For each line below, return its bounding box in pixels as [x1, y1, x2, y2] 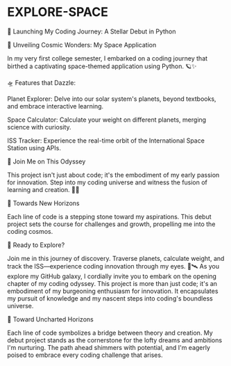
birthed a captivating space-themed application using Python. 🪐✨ [7, 62, 197, 70]
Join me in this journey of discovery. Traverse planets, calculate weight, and [7, 254, 225, 262]
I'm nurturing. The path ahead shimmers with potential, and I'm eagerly [7, 343, 210, 351]
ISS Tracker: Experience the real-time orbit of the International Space [7, 136, 205, 145]
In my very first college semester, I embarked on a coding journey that [7, 54, 208, 63]
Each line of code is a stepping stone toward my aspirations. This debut [7, 212, 212, 221]
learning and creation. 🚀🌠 [7, 185, 80, 193]
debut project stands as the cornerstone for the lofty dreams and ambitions [7, 335, 223, 344]
